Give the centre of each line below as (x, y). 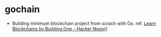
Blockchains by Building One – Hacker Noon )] (60, 28)
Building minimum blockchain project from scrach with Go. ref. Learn (84, 23)
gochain (22, 9)
